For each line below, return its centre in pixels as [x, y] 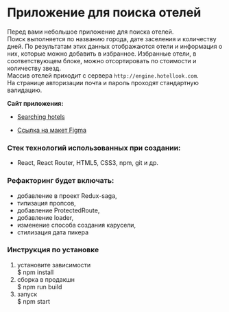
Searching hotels [41, 116]
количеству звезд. [34, 68]
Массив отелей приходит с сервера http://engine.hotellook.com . [103, 75]
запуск [27, 294]
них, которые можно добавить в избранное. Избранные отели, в [102, 54]
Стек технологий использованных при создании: [94, 148]
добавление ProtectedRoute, [58, 210]
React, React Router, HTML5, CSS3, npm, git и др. [88, 163]
